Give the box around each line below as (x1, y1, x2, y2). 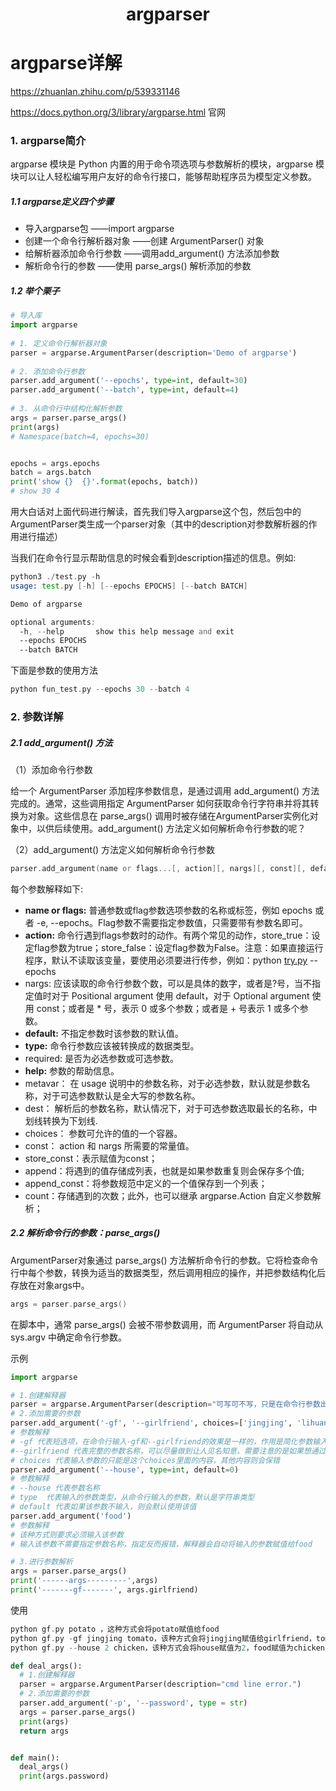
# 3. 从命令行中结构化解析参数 (10, 404, 123, 414)
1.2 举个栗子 (10, 284, 60, 297)
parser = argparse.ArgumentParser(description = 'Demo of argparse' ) (10, 348, 298, 358)
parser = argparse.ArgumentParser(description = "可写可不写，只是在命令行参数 (10, 1399, 321, 1410)
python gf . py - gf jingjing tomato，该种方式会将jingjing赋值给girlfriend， (10, 1633, 317, 1643)
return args (19, 1726, 70, 1736)
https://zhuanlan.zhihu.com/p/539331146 (10, 86, 180, 98)
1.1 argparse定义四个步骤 (10, 196, 115, 208)
